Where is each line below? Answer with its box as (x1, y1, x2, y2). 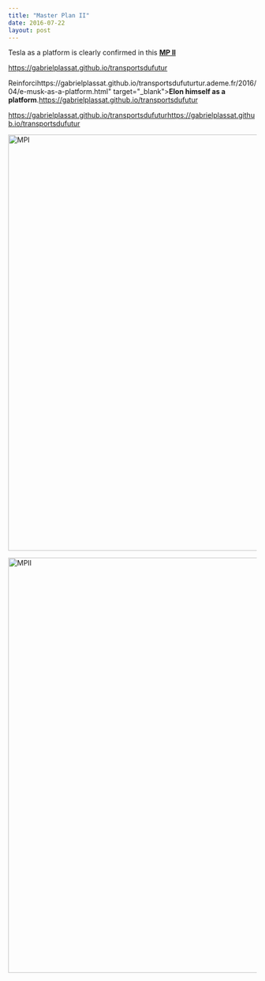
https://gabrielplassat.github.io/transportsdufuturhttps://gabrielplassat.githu (8, 111, 255, 120)
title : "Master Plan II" (8, 11, 90, 20)
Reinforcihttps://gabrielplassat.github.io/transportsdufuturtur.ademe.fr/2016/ (8, 78, 257, 88)
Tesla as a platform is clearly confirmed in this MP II (8, 48, 176, 58)
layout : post (8, 26, 51, 34)
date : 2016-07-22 (8, 19, 65, 27)
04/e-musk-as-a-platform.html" (8, 87, 112, 96)
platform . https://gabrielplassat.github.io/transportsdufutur (8, 96, 199, 105)
